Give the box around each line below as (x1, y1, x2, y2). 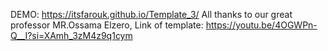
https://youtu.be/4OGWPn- (205, 19, 318, 31)
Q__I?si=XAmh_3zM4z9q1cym (10, 30, 133, 41)
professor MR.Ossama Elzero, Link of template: (10, 19, 204, 31)
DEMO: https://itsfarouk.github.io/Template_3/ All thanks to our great (10, 9, 293, 20)
